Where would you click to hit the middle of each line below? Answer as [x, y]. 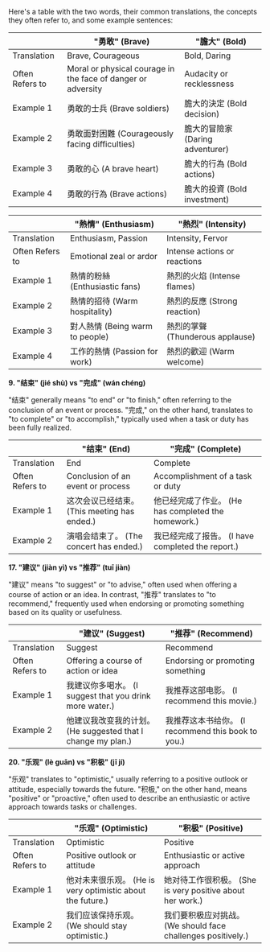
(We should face [195, 926]
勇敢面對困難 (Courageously [121, 134]
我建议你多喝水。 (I [102, 685]
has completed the [189, 511]
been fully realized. [40, 427]
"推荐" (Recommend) [211, 633]
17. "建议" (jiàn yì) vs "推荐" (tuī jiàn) [70, 567]
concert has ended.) [104, 546]
